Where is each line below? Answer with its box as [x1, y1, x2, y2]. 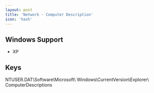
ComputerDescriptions [5, 82, 52, 88]
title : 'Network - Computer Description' [5, 12, 94, 17]
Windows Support [5, 35, 63, 44]
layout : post [5, 7, 33, 13]
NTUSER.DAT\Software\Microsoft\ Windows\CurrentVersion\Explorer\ [5, 76, 149, 82]
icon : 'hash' [5, 17, 33, 22]
